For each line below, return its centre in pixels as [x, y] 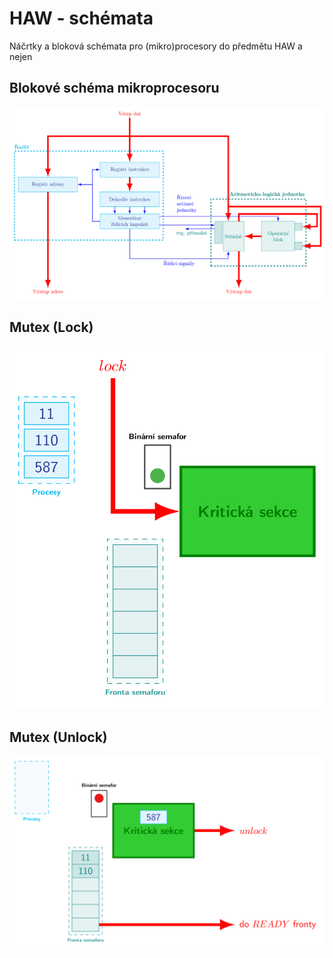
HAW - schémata [81, 18]
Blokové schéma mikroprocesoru [114, 88]
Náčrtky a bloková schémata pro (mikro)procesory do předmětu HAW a [156, 46]
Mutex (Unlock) [58, 737]
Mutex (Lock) [51, 327]
